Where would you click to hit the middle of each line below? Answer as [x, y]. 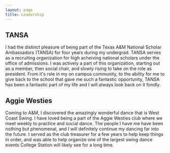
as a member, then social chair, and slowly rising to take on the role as [79, 69]
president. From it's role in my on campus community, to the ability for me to [85, 74]
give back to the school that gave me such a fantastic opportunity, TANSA [82, 79]
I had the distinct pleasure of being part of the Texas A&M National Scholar [83, 47]
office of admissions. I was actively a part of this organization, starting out [83, 63]
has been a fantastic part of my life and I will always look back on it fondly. [83, 85]
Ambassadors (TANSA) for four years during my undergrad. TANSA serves [83, 53]
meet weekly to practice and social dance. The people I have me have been [84, 124]
